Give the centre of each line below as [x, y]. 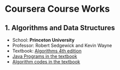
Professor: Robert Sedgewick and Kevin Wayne [62, 45]
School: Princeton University [43, 40]
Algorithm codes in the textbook [46, 62]
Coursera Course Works [57, 9]
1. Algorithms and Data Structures [60, 28]
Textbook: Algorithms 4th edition [47, 51]
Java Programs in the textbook [45, 56]
